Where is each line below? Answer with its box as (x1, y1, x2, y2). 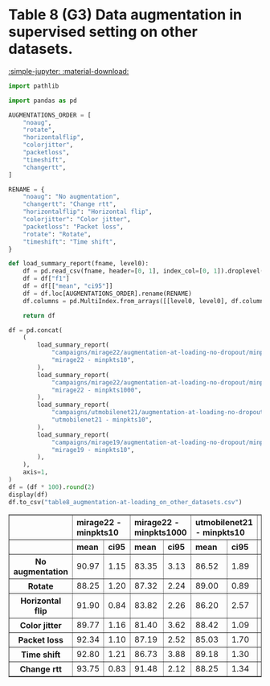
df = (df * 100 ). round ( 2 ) (8, 483, 95, 491)
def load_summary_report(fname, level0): (8, 260, 149, 268)
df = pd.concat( (8, 326, 63, 335)
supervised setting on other (8, 23, 198, 41)
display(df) (8, 491, 48, 499)
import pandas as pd (8, 97, 78, 105)
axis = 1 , (22, 468, 48, 476)
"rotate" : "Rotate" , (22, 230, 92, 238)
